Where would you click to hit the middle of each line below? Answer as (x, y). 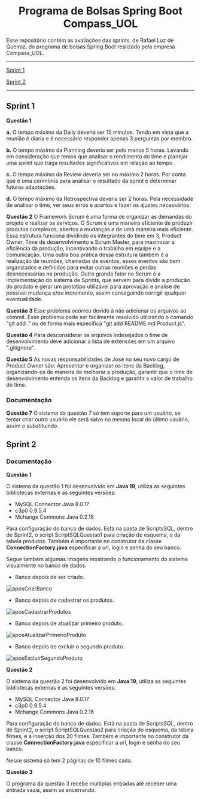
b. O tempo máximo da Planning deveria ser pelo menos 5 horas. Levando (98, 150)
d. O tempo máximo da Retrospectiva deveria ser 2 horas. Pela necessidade (100, 198)
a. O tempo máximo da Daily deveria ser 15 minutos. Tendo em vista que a (98, 132)
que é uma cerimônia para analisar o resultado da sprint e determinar (92, 180)
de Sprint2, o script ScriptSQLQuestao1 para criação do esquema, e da (93, 535)
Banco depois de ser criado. (50, 577)
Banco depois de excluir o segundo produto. (69, 646)
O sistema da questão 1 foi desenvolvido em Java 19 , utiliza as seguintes (96, 486)
